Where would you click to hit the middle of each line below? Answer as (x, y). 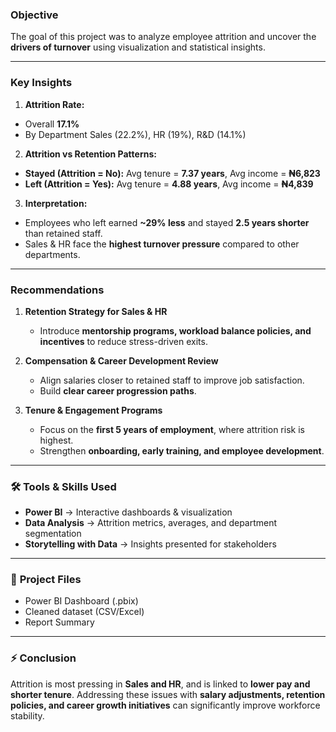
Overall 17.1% (52, 124)
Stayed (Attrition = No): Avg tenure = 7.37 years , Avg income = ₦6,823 (172, 173)
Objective (34, 15)
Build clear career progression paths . (118, 390)
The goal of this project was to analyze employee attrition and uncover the (163, 37)
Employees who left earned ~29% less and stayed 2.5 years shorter (167, 222)
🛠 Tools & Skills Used (63, 486)
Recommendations (57, 290)
